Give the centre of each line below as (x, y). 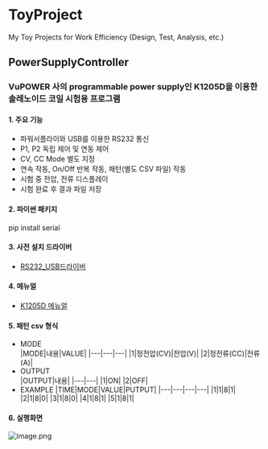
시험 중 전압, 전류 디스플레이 (64, 179)
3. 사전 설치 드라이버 (40, 247)
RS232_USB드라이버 (53, 266)
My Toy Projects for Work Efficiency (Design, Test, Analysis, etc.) (116, 37)
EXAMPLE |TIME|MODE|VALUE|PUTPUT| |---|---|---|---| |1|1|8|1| (128, 390)
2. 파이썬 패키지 (33, 209)
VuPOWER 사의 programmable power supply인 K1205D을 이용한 (133, 87)
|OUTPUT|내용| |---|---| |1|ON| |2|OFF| (84, 381)
